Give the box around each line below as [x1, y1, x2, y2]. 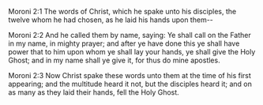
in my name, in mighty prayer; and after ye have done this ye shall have [8, 39, 240, 48]
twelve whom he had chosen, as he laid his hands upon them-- [8, 15, 213, 24]
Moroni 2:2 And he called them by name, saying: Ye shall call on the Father [8, 31, 251, 39]
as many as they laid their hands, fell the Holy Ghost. [8, 88, 179, 97]
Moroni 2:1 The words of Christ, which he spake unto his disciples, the [8, 7, 237, 16]
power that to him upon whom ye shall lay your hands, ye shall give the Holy [8, 47, 256, 56]
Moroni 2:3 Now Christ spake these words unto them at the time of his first [8, 71, 251, 80]
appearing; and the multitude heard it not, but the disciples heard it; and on [8, 79, 253, 88]
